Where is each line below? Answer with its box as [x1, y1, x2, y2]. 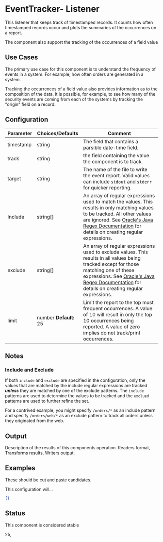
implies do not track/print [83, 329, 141, 336]
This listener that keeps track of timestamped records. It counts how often [5, 19, 153, 25]
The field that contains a [83, 138, 138, 145]
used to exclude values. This [83, 249, 148, 255]
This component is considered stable [5, 522, 79, 528]
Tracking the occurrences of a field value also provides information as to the [5, 86, 158, 92]
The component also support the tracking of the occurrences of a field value [5, 39, 159, 45]
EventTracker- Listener [5, 3, 100, 15]
